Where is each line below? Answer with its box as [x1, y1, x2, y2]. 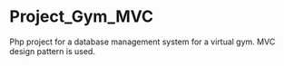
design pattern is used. [9, 45, 95, 56]
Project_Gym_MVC [9, 6, 154, 27]
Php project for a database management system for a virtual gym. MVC [9, 36, 276, 47]
